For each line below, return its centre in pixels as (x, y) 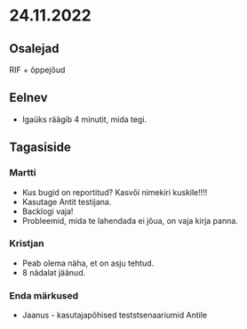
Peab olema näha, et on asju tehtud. (88, 263)
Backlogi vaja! (48, 211)
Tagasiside (40, 148)
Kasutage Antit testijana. (67, 202)
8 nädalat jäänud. (54, 272)
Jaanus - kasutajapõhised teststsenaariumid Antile (114, 315)
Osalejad (34, 49)
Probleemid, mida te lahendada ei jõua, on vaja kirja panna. (130, 220)
